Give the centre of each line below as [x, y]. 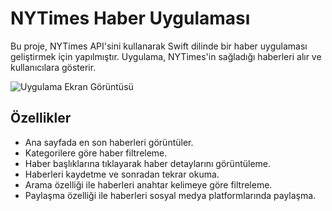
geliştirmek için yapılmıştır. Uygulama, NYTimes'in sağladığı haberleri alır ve [166, 56]
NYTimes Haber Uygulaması [130, 18]
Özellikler [41, 118]
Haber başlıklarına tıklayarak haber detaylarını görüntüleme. [148, 163]
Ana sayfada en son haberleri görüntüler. [109, 142]
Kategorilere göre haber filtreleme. [96, 153]
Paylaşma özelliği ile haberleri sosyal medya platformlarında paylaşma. [170, 195]
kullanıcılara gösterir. [53, 67]
